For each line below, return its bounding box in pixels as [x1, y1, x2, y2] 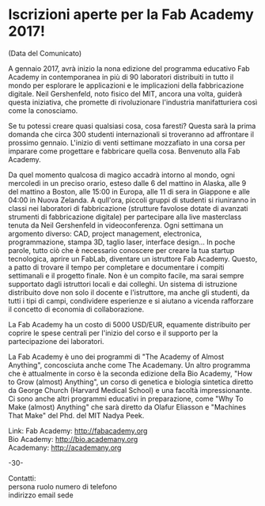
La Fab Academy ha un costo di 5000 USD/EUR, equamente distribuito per [8, 319, 251, 329]
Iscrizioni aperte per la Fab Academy [8, 6, 255, 24]
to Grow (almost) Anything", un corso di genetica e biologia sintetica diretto [8, 377, 254, 387]
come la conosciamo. [8, 105, 78, 115]
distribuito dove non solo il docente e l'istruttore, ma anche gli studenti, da [8, 287, 250, 297]
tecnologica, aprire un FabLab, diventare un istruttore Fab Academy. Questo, [8, 254, 258, 263]
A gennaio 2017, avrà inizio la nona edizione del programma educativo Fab [8, 63, 251, 73]
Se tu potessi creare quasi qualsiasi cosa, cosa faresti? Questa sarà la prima [8, 121, 256, 130]
